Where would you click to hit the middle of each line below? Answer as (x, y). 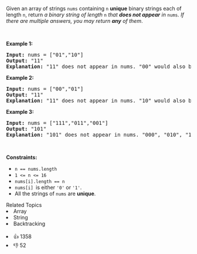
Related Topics (24, 205)
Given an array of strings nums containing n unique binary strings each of (94, 9)
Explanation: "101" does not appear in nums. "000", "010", (94, 135)
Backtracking (30, 223)
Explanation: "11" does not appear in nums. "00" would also (96, 67)
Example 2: (20, 78)
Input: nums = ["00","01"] (45, 89)
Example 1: (20, 44)
